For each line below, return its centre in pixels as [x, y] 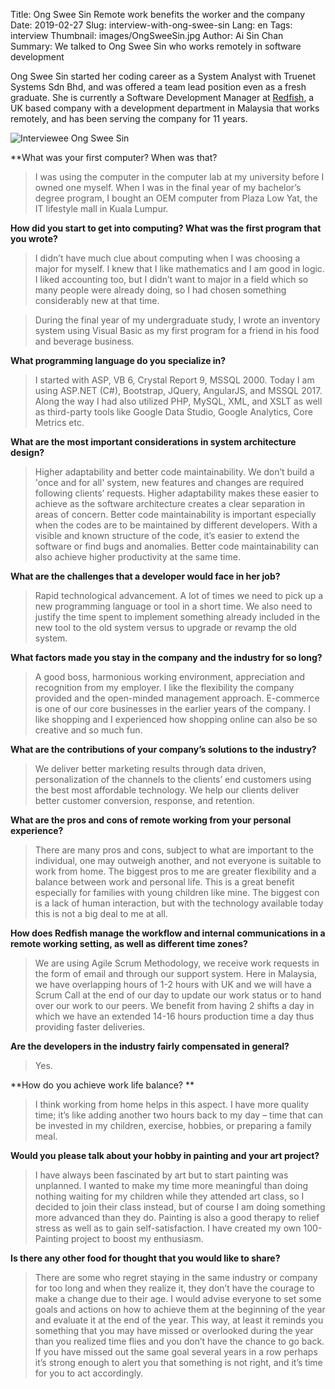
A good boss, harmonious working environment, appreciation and [170, 677]
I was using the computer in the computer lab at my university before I [179, 177]
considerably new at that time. [97, 300]
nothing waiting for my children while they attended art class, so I [169, 1196]
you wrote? [34, 238]
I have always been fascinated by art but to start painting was [161, 1175]
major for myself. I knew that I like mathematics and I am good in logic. [179, 268]
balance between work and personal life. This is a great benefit [164, 882]
